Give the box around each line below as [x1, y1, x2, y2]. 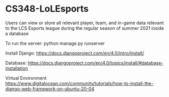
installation [5, 65, 28, 71]
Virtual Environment [5, 75, 47, 81]
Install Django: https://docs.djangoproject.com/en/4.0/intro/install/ [5, 50, 144, 56]
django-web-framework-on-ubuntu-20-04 [5, 85, 95, 91]
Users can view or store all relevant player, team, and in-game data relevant [5, 20, 164, 26]
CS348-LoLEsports [5, 3, 89, 15]
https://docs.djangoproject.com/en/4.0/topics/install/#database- [27, 60, 164, 66]
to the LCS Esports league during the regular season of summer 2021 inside [5, 25, 164, 31]
